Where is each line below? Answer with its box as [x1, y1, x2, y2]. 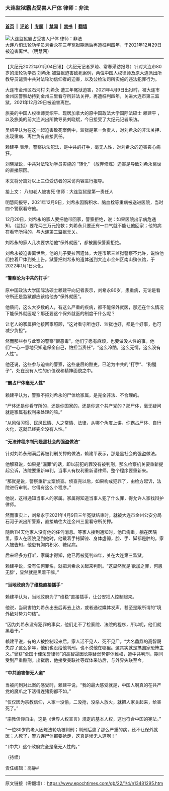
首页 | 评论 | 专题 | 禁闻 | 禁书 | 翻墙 [5, 23, 88, 29]
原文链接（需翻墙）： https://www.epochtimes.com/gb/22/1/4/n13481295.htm [5, 780, 163, 786]
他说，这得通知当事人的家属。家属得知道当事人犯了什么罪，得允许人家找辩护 [5, 495, 164, 501]
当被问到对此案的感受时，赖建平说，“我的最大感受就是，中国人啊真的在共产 [5, 682, 162, 688]
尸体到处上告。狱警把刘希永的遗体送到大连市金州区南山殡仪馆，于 [18, 256, 155, 262]
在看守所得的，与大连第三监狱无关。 [5, 229, 80, 235]
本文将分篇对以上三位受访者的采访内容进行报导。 [5, 177, 107, 184]
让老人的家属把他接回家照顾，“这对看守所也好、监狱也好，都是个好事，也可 [5, 321, 162, 327]
